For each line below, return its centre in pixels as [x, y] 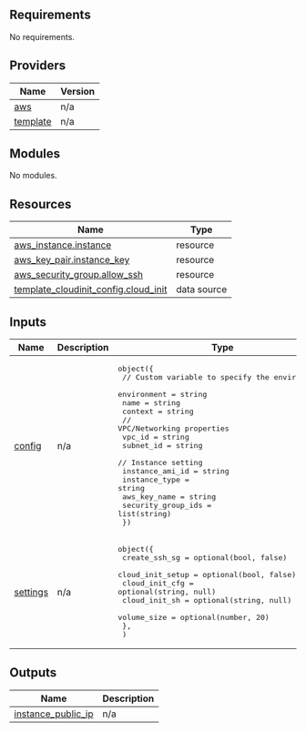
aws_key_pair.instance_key [72, 260]
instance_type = [156, 480]
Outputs [33, 673]
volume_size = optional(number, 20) [194, 618]
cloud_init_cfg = [158, 583]
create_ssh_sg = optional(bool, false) [205, 558]
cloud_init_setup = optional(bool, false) [207, 575]
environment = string [163, 395]
